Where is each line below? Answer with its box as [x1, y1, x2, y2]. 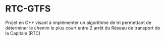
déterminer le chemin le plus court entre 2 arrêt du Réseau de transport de [5, 24, 160, 30]
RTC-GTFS [5, 3, 51, 14]
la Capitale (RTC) [5, 30, 41, 36]
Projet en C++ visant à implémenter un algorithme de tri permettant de [5, 19, 151, 25]
